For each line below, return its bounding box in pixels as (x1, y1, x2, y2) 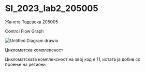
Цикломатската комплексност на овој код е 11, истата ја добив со (5, 56, 141, 62)
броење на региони (5, 61, 46, 67)
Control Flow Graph (5, 28, 44, 34)
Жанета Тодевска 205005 (5, 19, 58, 25)
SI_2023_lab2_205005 (5, 3, 99, 14)
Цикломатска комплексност (5, 47, 64, 53)
